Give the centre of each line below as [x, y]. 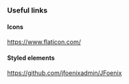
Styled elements [31, 58]
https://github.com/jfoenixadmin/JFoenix [64, 73]
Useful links [27, 10]
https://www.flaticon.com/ [44, 42]
